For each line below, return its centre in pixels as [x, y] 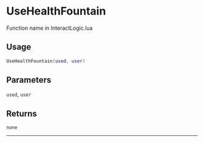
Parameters [29, 80]
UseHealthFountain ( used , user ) [46, 61]
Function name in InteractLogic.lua [49, 28]
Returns [22, 113]
